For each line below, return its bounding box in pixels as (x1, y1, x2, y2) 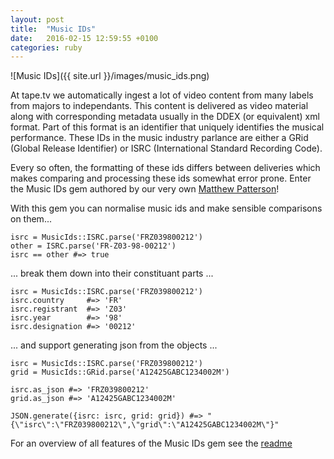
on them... (10, 213, 52, 225)
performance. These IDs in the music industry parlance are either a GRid (10, 132, 309, 144)
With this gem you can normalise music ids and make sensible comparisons (10, 202, 323, 215)
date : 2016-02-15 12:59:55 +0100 (10, 33, 159, 43)
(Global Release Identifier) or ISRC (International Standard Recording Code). (10, 142, 323, 155)
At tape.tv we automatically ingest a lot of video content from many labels (10, 89, 314, 101)
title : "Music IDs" (10, 24, 97, 34)
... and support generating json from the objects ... (10, 339, 218, 351)
